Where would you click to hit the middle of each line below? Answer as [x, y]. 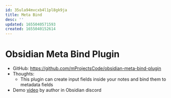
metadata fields [37, 85]
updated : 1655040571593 [31, 24]
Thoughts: [23, 74]
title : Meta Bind [24, 15]
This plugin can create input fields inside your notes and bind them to [93, 79]
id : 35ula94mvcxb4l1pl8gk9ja [36, 10]
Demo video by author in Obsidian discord [57, 90]
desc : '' [15, 19]
